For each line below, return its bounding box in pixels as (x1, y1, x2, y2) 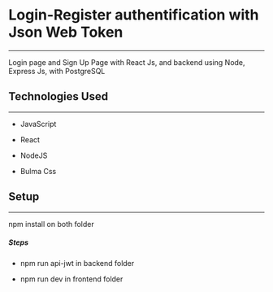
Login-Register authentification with (8, 6, 259, 24)
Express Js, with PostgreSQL (8, 66, 106, 76)
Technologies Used (8, 89, 108, 103)
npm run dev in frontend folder (19, 274, 123, 284)
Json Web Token (8, 23, 123, 41)
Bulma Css (19, 166, 57, 176)
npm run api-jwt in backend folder (19, 258, 135, 268)
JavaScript (19, 119, 57, 129)
